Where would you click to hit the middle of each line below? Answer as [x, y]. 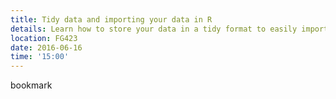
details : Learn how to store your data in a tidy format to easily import [169, 29]
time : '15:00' [40, 57]
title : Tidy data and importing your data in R [111, 19]
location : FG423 [44, 38]
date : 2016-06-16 [46, 47]
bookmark [31, 85]
